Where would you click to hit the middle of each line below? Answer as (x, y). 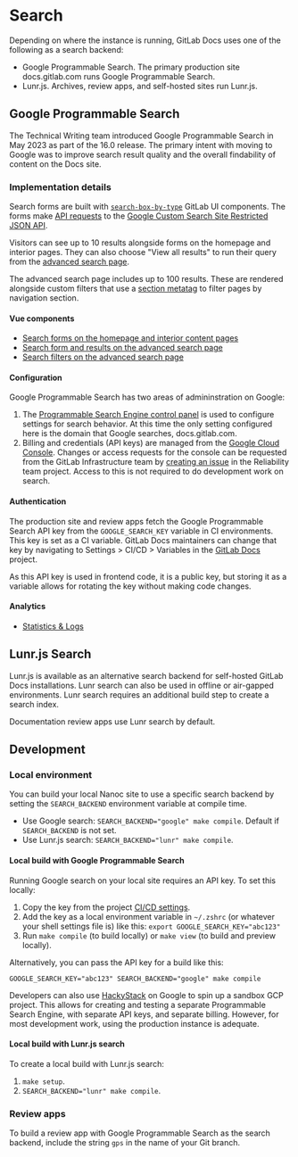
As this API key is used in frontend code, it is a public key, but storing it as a (148, 576)
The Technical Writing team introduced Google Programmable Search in (141, 136)
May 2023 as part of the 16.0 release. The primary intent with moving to (141, 145)
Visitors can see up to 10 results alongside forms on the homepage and (140, 243)
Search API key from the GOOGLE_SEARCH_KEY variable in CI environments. (141, 531)
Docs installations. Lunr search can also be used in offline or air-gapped (141, 685)
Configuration (36, 377)
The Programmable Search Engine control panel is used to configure (148, 415)
